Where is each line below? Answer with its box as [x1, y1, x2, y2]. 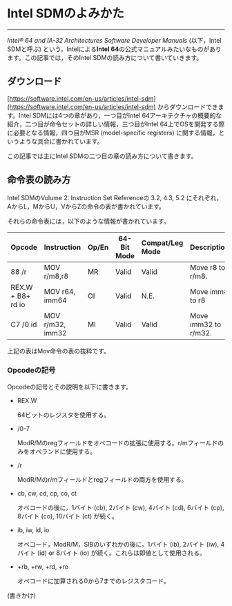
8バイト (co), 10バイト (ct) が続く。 [17, 511, 119, 520]
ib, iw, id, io [17, 525, 50, 534]
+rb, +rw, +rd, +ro [17, 563, 69, 571]
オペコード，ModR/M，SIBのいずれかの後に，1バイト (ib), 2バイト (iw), [17, 540, 220, 548]
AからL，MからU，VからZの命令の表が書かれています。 [7, 202, 166, 211]
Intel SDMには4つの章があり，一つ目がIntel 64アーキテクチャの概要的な [18, 111, 222, 119]
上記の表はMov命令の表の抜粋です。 [7, 346, 110, 355]
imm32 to [189, 320, 222, 329]
